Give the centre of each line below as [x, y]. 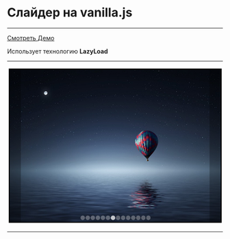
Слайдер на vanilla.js [70, 13]
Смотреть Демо [31, 38]
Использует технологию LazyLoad [57, 51]
